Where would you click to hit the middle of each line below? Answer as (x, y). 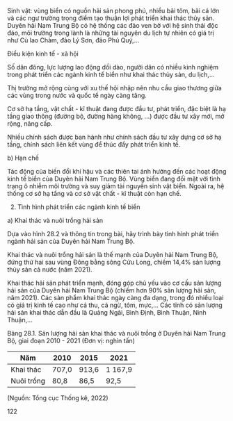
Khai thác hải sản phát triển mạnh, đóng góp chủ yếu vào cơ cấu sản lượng (114, 283)
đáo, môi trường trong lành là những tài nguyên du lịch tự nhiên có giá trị (111, 33)
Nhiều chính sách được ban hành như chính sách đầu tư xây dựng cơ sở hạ (114, 137)
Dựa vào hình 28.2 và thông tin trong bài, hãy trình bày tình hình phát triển (113, 234)
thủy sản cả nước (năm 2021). (50, 270)
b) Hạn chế (23, 158)
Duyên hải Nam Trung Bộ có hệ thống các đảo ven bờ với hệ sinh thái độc (113, 25)
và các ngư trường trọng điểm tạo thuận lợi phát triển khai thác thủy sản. (111, 18)
